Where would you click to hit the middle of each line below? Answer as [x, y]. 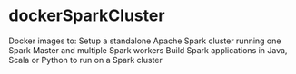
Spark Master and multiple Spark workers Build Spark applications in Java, [148, 50]
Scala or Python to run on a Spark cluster [85, 60]
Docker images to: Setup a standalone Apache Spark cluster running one [145, 41]
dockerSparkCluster [87, 16]
